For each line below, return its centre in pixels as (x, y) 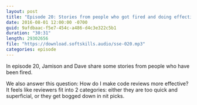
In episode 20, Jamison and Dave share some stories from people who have (98, 66)
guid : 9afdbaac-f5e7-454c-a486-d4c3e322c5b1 (61, 28)
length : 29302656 (27, 38)
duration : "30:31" (28, 33)
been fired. (19, 72)
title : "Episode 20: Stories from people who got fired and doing (89, 17)
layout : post (22, 11)
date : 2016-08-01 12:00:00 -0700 (47, 22)
